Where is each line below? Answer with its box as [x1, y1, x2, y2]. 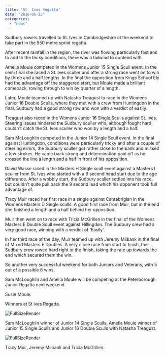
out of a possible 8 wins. [5, 267, 55, 273]
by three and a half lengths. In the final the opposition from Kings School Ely [5, 75, 160, 81]
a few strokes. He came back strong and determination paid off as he [5, 151, 146, 157]
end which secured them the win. [5, 252, 73, 258]
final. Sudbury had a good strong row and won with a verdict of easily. [5, 105, 148, 111]
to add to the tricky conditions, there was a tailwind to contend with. [5, 55, 143, 61]
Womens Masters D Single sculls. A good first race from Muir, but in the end [5, 201, 160, 208]
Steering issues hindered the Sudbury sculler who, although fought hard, [5, 120, 153, 126]
